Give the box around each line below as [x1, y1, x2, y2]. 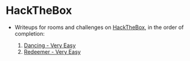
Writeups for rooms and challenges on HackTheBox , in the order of [14, 24, 184, 31]
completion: [14, 30, 45, 37]
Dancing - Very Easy [23, 42, 76, 49]
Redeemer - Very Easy [23, 48, 81, 55]
